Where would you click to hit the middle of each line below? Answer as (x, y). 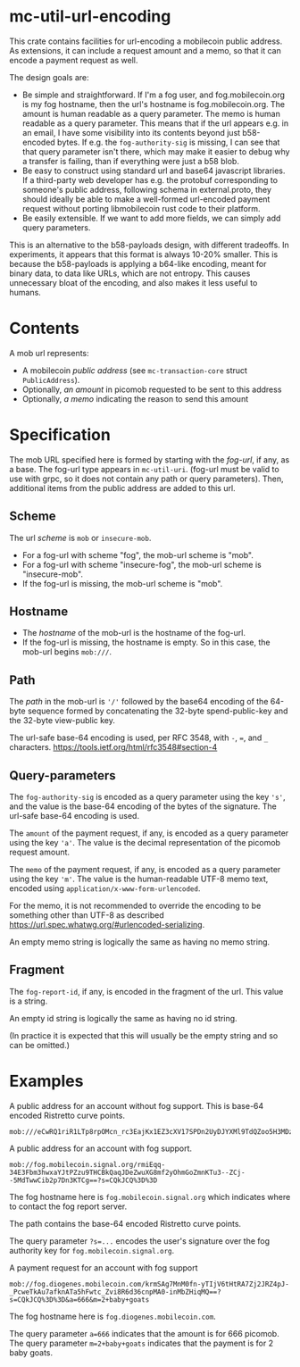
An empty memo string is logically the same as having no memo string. (140, 942)
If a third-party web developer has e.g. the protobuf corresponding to (150, 179)
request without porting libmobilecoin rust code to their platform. (141, 208)
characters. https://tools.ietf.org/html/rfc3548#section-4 (113, 747)
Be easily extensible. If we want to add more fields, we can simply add (151, 218)
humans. (25, 292)
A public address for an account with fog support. (101, 1148)
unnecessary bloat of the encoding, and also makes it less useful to (133, 282)
